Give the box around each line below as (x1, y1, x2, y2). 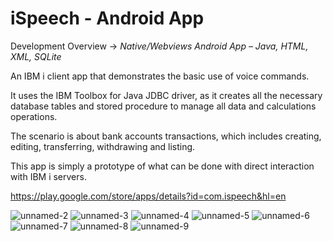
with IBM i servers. (10, 170, 87, 182)
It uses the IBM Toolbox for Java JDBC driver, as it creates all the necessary (10, 89, 323, 101)
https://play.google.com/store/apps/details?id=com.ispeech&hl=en (10, 190, 287, 202)
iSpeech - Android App (10, 7, 205, 30)
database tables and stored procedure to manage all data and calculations (10, 100, 317, 112)
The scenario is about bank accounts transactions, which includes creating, (10, 130, 322, 142)
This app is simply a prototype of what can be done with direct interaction (10, 160, 315, 172)
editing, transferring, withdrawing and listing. (10, 140, 196, 152)
